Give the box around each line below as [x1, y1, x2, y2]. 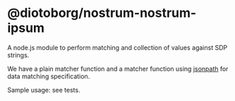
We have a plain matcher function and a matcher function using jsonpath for [7, 64, 229, 73]
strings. [7, 51, 30, 59]
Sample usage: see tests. [7, 85, 80, 94]
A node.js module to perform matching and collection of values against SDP [7, 43, 228, 52]
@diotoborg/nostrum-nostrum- [7, 5, 197, 21]
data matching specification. [7, 72, 90, 81]
